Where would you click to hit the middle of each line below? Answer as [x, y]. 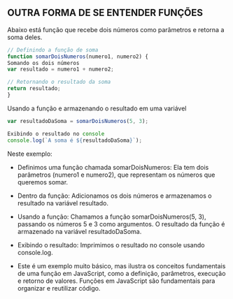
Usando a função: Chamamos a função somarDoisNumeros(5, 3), [112, 217]
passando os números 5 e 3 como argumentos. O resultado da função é [121, 224]
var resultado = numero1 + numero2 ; [61, 70]
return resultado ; [34, 89]
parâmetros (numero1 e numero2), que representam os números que [116, 175]
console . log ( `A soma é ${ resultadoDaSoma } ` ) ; [75, 140]
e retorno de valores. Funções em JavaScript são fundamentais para [116, 281]
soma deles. [25, 37]
